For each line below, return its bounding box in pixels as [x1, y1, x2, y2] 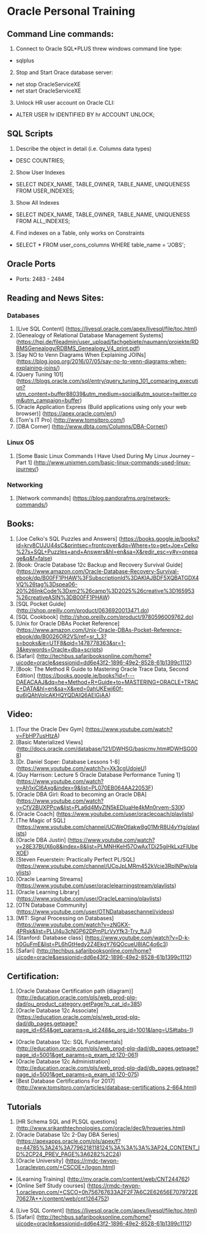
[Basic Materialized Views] [15, 738, 83, 746]
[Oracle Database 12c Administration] [15, 1058, 111, 1065]
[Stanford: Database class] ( [15, 934, 87, 941]
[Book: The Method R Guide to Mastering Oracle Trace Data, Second [15, 665, 189, 673]
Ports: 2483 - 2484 [15, 275, 65, 283]
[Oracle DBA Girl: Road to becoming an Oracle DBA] [15, 790, 147, 798]
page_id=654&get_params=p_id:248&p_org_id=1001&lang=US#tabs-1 [15, 1026, 192, 1034]
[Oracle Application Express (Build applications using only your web [15, 403, 187, 411]
